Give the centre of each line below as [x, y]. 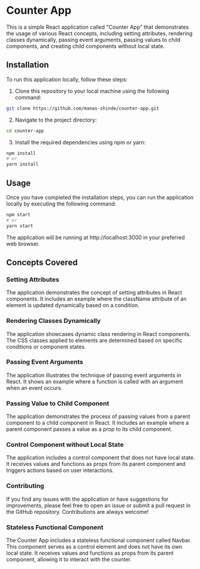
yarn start [20, 226]
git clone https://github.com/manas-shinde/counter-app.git [83, 108]
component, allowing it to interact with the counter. [69, 559]
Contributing [25, 486]
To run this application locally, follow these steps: [67, 79]
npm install [21, 153]
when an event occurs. [34, 388]
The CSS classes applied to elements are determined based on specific [94, 340]
